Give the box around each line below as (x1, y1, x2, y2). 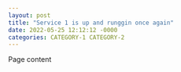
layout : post (8, 11, 51, 20)
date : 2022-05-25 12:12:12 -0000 (8, 26, 118, 34)
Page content (8, 55, 52, 64)
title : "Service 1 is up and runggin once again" (8, 19, 175, 27)
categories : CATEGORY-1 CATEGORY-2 (8, 33, 125, 41)
